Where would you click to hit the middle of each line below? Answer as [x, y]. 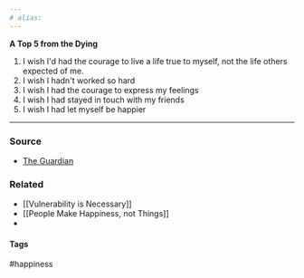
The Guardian [48, 160]
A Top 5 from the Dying [53, 43]
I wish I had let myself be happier [84, 109]
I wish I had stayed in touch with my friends [104, 100]
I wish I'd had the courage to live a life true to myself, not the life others [155, 61]
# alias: [26, 18]
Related [27, 184]
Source [26, 141]
